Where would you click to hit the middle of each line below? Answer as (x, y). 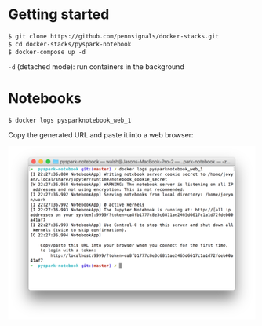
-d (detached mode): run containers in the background (96, 66)
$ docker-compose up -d (47, 52)
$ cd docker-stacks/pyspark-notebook (70, 44)
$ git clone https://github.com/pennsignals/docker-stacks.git (114, 36)
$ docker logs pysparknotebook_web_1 (70, 120)
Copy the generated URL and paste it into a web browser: (101, 134)
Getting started (59, 15)
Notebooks (45, 99)
